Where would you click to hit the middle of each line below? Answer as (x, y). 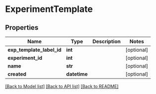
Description (106, 42)
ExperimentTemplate (49, 9)
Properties (22, 28)
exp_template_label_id (35, 50)
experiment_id (25, 58)
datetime (77, 74)
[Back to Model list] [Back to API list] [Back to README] (62, 86)
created (17, 74)
